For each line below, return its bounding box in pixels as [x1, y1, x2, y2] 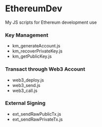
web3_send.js [12, 82, 40, 88]
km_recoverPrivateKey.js [12, 48, 63, 54]
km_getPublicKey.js [12, 53, 52, 59]
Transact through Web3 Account [5, 66, 85, 73]
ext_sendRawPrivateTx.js [12, 116, 63, 122]
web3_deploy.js [12, 77, 44, 83]
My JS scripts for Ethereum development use [5, 19, 97, 25]
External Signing [5, 100, 46, 107]
